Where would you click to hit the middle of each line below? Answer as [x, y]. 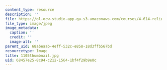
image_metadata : [22, 28]
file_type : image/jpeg [29, 23]
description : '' [22, 14]
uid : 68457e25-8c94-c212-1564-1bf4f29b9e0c [51, 60]
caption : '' [22, 33]
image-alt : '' [24, 42]
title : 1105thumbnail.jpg [32, 55]
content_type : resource [30, 10]
